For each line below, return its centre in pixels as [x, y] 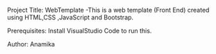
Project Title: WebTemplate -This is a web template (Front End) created [108, 10]
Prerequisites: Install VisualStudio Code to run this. [80, 31]
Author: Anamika [31, 44]
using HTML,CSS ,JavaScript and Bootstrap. [70, 17]
